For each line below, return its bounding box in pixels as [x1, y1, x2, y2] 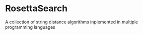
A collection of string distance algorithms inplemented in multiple [5, 19, 138, 25]
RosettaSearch [5, 3, 68, 14]
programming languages [5, 24, 56, 30]
